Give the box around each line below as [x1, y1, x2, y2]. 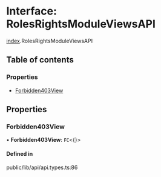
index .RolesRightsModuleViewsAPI [6, 37, 93, 44]
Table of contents [6, 55, 74, 65]
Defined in [6, 150, 33, 157]
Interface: [6, 4, 57, 18]
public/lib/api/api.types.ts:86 [6, 164, 78, 171]
